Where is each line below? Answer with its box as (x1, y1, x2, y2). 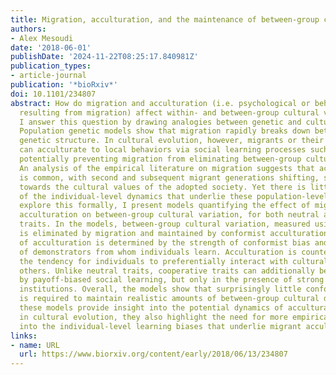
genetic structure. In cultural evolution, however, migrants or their (19, 136, 325, 146)
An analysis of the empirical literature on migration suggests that (19, 163, 315, 173)
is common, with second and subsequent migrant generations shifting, (19, 172, 320, 183)
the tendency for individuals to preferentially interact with (19, 256, 288, 266)
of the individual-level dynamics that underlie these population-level (19, 191, 329, 201)
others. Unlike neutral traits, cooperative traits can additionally (19, 266, 315, 276)
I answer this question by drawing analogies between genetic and (19, 117, 302, 127)
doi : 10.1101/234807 (10, 89, 97, 99)
